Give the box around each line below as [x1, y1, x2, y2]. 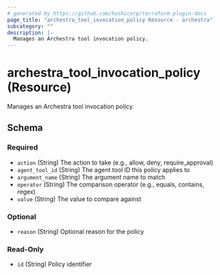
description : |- [7, 29, 53, 36]
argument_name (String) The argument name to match [16, 173, 166, 181]
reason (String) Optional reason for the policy [16, 228, 145, 236]
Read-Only [7, 244, 45, 254]
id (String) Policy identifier [16, 260, 93, 268]
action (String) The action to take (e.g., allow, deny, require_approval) [16, 158, 214, 167]
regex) [16, 187, 36, 195]
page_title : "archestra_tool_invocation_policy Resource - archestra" [7, 16, 213, 23]
